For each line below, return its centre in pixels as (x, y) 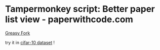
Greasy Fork (18, 33)
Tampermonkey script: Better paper (80, 9)
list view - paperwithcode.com (69, 19)
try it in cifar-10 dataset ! (30, 42)
